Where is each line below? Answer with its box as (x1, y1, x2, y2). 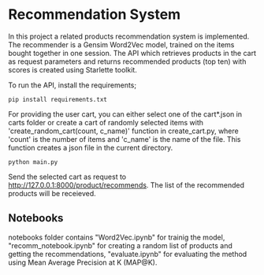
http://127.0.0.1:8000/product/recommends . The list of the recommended (8, 180, 245, 190)
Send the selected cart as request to (8, 172, 127, 181)
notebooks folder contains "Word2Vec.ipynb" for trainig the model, (8, 232, 225, 242)
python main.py (8, 158, 58, 166)
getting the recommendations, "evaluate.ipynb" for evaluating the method (8, 249, 247, 258)
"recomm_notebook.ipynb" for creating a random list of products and (8, 240, 232, 250)
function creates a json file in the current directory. (8, 143, 173, 152)
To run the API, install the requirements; (8, 80, 136, 90)
